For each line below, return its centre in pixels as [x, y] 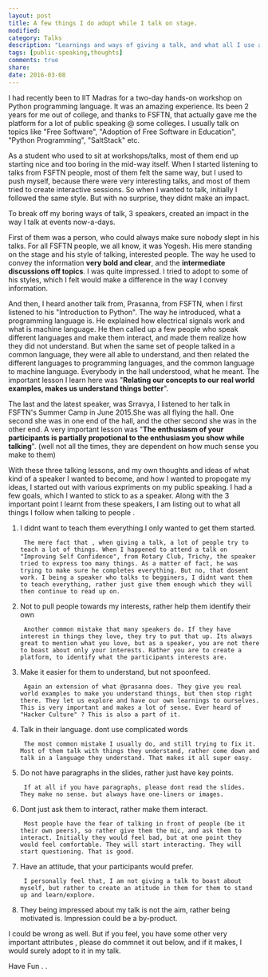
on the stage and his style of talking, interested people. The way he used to [132, 254]
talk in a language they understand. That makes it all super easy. [136, 758]
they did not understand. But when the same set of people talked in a [122, 346]
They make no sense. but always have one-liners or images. [122, 794]
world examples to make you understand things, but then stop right [136, 693]
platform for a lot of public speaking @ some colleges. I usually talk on [124, 123]
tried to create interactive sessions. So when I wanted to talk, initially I [123, 189]
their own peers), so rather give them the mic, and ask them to [130, 830]
